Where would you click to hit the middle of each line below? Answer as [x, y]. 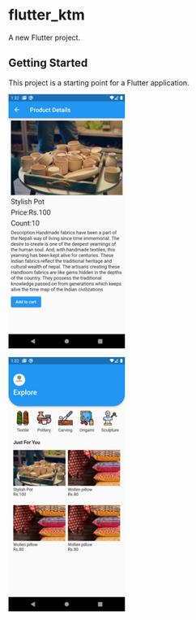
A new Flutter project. [45, 37]
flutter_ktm [47, 15]
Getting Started [48, 63]
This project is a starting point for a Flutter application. [99, 82]
